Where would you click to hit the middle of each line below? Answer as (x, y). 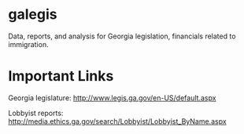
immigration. (28, 44)
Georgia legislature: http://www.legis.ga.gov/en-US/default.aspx (112, 98)
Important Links (61, 76)
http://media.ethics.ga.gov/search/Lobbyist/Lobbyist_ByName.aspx (117, 121)
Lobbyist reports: (36, 113)
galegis (33, 14)
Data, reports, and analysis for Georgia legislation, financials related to (122, 36)
